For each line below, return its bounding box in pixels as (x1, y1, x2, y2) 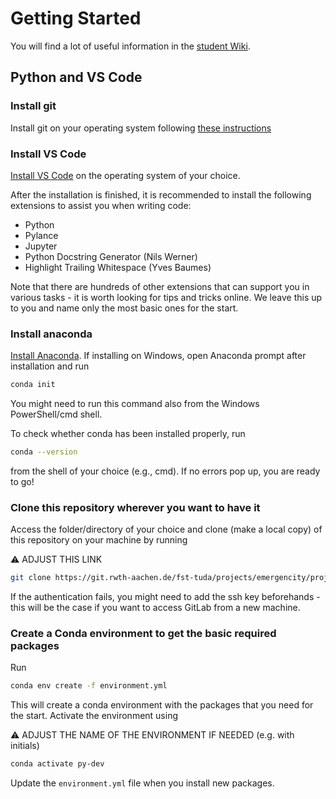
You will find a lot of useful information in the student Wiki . (10, 40, 251, 52)
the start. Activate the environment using (10, 710, 179, 722)
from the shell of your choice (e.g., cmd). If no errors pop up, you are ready (10, 465, 321, 477)
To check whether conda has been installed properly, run (10, 428, 246, 440)
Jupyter (24, 240, 58, 252)
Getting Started (10, 7, 142, 30)
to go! (10, 475, 35, 487)
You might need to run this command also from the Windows (10, 398, 260, 410)
